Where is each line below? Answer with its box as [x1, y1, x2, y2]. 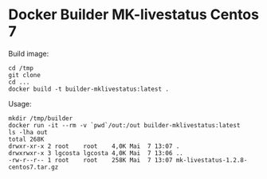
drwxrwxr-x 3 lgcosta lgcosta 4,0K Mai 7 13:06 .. [8, 149, 183, 157]
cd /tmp [8, 64, 34, 72]
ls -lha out [8, 128, 48, 136]
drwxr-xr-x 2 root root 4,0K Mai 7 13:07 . [8, 142, 180, 150]
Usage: [8, 99, 32, 108]
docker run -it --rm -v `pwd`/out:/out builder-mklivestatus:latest [8, 121, 241, 129]
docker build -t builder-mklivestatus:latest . [8, 85, 170, 93]
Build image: [8, 49, 49, 58]
